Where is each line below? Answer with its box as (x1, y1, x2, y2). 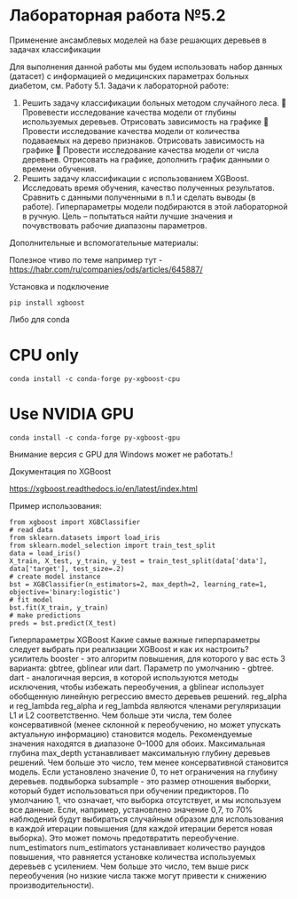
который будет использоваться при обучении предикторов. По (9, 785, 250, 796)
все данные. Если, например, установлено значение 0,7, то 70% (9, 804, 254, 815)
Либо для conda (9, 314, 70, 324)
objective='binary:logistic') (9, 587, 121, 596)
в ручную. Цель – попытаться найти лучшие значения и (21, 211, 233, 221)
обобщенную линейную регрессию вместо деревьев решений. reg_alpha (9, 690, 288, 702)
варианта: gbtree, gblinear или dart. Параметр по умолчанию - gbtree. (9, 663, 275, 673)
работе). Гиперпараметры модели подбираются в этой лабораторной (21, 201, 288, 211)
